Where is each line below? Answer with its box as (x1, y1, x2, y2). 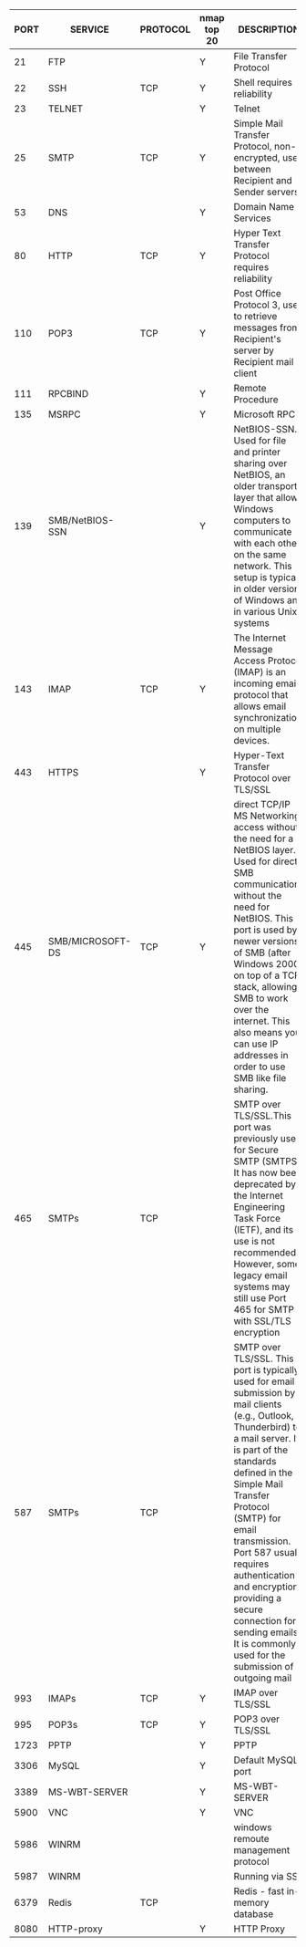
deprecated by (233, 1178, 296, 1190)
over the (233, 1004, 270, 1015)
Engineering (233, 1201, 285, 1213)
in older (233, 583, 266, 595)
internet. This (233, 1015, 291, 1027)
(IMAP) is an (233, 666, 287, 678)
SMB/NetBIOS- (47, 515, 115, 526)
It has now (233, 1167, 278, 1179)
